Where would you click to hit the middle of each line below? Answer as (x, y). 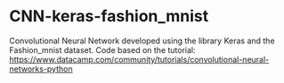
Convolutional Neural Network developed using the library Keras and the (142, 41)
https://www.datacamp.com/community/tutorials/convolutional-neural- (139, 59)
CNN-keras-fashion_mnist (109, 16)
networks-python (41, 69)
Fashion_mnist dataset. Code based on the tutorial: (102, 49)
